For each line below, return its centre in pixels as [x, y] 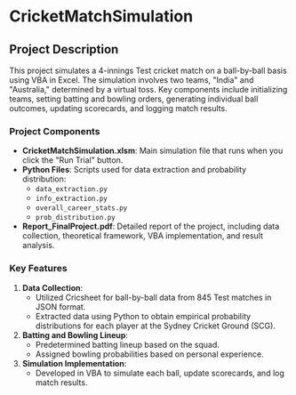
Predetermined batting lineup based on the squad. [127, 344]
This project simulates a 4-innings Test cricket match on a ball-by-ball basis [148, 70]
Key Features [39, 269]
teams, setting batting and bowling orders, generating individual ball [134, 99]
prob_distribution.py [75, 218]
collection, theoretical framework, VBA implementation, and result [143, 236]
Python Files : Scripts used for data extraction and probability [134, 170]
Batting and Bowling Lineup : [75, 335]
